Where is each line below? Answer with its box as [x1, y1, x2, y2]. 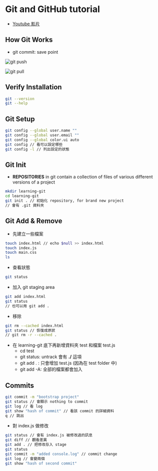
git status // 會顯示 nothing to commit [5, 399, 88, 404]
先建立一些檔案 [12, 231, 43, 237]
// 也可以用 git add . [5, 303, 49, 308]
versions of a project [12, 179, 55, 185]
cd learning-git [5, 194, 39, 199]
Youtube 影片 [12, 21, 40, 27]
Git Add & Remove [5, 217, 62, 225]
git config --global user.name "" [5, 128, 77, 133]
